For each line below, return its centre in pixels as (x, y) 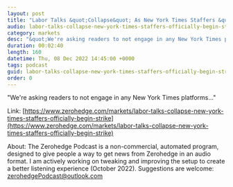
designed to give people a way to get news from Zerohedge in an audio (109, 154)
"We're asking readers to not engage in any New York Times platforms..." (112, 98)
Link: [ (16, 111)
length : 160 (24, 53)
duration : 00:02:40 (35, 46)
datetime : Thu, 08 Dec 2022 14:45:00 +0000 (71, 59)
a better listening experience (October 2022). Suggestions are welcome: (111, 169)
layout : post (26, 14)
